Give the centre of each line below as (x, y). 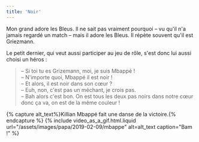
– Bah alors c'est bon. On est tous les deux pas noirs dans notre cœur (107, 96)
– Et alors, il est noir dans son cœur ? (67, 84)
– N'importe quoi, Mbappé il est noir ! (67, 77)
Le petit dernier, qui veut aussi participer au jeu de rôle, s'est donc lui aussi (99, 53)
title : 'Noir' (24, 12)
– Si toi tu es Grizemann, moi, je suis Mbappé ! (78, 71)
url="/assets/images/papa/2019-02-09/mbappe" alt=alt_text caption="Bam (99, 126)
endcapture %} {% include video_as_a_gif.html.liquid (71, 121)
